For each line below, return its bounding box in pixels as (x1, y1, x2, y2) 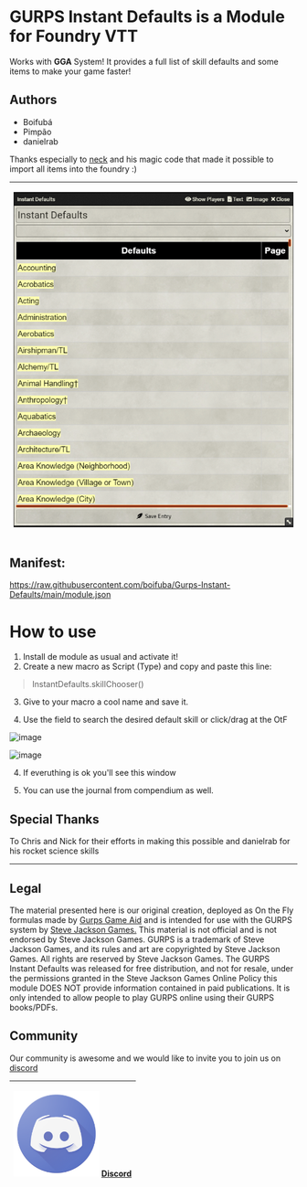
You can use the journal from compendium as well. (22, 785, 215, 796)
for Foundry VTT (9, 26, 139, 47)
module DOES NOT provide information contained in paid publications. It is (9, 982, 291, 993)
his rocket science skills (9, 845, 100, 856)
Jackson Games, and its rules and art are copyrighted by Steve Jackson (9, 943, 281, 954)
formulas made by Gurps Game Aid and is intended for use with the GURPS (9, 914, 292, 925)
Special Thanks (9, 811, 100, 827)
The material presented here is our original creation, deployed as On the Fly (9, 905, 294, 916)
